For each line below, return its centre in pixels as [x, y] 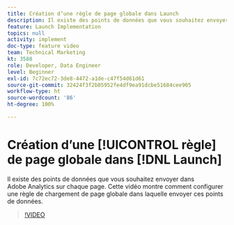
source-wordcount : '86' [42, 98]
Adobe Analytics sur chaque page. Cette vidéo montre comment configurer [116, 186]
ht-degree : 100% [31, 104]
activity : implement [37, 40]
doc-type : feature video [43, 46]
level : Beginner [31, 72]
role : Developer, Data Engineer [54, 65]
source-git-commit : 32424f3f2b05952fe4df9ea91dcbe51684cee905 [99, 85]
